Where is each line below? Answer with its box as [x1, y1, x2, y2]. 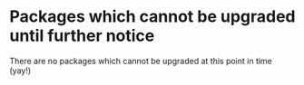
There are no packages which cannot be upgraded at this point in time [9, 55, 272, 66]
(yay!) [9, 65, 32, 76]
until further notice [9, 25, 155, 46]
